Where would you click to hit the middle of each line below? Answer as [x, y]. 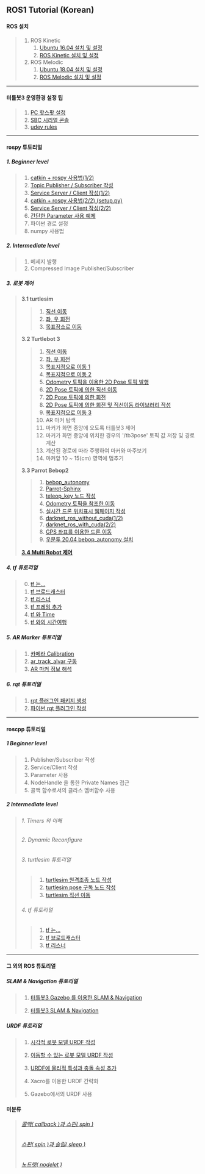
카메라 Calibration [52, 654]
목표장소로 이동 [64, 327]
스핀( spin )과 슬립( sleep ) [53, 1144]
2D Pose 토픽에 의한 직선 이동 [81, 390]
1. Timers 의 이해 [41, 820]
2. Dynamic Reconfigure [52, 840]
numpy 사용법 [47, 231]
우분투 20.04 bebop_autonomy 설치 [89, 540]
